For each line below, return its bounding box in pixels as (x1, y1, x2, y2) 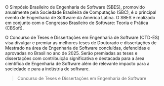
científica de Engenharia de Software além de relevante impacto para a (5, 61, 150, 66)
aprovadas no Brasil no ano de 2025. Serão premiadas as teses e (5, 50, 138, 56)
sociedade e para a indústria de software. (5, 66, 90, 72)
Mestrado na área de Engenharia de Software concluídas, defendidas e (5, 45, 150, 51)
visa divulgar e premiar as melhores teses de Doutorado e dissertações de (5, 40, 157, 46)
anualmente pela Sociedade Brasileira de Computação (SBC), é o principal (5, 9, 157, 15)
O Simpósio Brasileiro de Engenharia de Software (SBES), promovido (5, 4, 145, 10)
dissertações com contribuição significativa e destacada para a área (5, 56, 145, 61)
